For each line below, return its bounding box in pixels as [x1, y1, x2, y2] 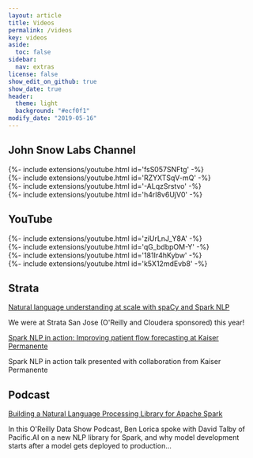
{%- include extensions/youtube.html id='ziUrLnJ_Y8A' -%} [8, 234, 203, 243]
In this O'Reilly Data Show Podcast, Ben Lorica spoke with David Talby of [8, 424, 245, 434]
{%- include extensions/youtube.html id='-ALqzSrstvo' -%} [8, 181, 202, 190]
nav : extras [15, 63, 55, 71]
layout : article [8, 11, 62, 20]
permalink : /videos [8, 26, 73, 34]
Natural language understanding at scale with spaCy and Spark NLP [8, 302, 230, 312]
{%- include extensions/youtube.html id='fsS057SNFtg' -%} [8, 164, 204, 174]
